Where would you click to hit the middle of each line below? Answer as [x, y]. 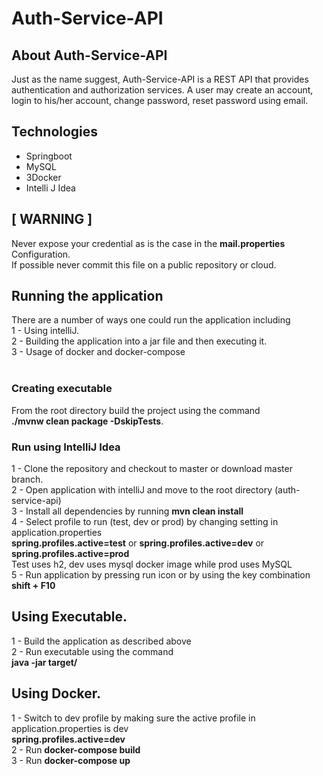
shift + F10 [33, 586]
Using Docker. [56, 693]
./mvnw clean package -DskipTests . [87, 421]
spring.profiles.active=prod [70, 554]
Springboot [49, 156]
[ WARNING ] [52, 219]
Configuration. [41, 254]
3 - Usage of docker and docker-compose [98, 352]
